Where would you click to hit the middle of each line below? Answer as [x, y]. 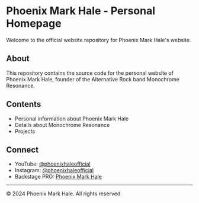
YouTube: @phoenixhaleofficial [52, 164]
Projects [25, 131]
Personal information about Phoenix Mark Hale [72, 118]
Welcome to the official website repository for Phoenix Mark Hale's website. [99, 40]
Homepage [34, 23]
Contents [24, 104]
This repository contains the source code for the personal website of [90, 73]
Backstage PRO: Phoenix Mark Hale [58, 177]
